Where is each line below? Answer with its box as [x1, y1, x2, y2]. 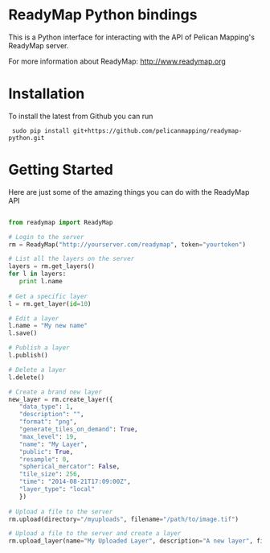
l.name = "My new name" [8, 322, 88, 330]
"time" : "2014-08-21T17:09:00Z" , [18, 477, 131, 486]
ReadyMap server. [8, 40, 69, 50]
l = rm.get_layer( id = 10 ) [8, 299, 92, 307]
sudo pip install [11, 126, 70, 134]
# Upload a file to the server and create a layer [8, 530, 182, 538]
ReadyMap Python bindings [8, 6, 198, 24]
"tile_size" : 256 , [18, 470, 81, 478]
